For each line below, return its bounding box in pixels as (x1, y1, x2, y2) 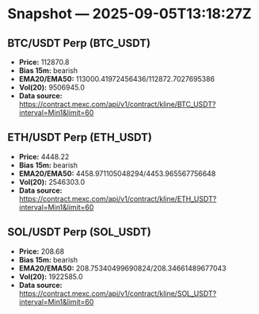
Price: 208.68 (18, 247, 65, 256)
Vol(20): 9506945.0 (18, 82, 85, 92)
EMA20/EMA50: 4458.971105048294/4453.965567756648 (18, 168, 216, 178)
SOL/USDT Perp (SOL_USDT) (7, 225, 151, 239)
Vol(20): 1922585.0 (18, 271, 84, 281)
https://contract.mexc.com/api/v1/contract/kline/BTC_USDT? (18, 100, 216, 109)
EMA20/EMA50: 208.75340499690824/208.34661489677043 (18, 263, 227, 273)
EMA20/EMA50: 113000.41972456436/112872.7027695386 (18, 75, 215, 83)
